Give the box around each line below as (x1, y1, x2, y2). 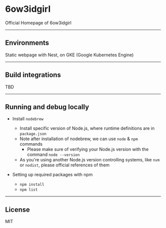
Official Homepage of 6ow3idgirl (5, 20, 72, 26)
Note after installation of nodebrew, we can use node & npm (19, 136, 138, 142)
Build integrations (5, 71, 61, 79)
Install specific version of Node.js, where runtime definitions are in (19, 125, 155, 131)
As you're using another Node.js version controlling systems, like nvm (19, 157, 160, 163)
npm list (19, 188, 38, 192)
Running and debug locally (5, 103, 89, 111)
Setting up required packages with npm (12, 172, 93, 178)
